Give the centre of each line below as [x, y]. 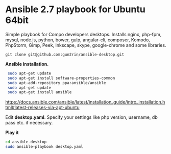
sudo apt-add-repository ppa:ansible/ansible [57, 83]
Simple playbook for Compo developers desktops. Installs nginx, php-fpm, [83, 34]
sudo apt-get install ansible [40, 92]
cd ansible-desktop [26, 142]
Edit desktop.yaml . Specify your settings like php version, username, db [81, 117]
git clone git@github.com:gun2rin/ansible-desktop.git [65, 55]
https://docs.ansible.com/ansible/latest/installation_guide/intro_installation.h [85, 102]
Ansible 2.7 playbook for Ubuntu [75, 9]
